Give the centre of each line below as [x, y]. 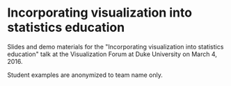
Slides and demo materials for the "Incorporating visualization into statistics [115, 46]
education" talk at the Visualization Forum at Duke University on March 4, [112, 54]
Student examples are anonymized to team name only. [85, 75]
